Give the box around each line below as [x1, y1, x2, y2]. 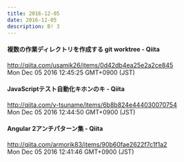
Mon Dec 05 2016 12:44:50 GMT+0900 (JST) [7, 108, 136, 116]
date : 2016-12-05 [7, 17, 57, 23]
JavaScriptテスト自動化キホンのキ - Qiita [7, 85, 125, 93]
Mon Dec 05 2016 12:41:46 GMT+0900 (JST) [7, 148, 134, 156]
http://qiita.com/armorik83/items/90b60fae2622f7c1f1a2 [7, 140, 167, 148]
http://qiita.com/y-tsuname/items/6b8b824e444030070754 [7, 101, 177, 109]
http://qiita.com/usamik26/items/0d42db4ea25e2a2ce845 [7, 61, 174, 69]
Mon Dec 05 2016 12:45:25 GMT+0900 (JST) [7, 68, 136, 77]
